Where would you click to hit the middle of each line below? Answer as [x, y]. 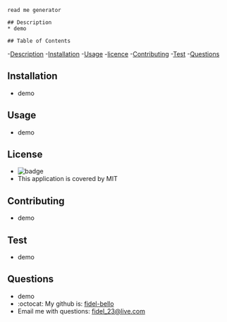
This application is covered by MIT [68, 179]
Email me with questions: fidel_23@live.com [81, 311]
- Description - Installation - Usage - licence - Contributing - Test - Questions [114, 54]
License [25, 155]
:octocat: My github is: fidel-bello [66, 304]
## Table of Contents [39, 41]
